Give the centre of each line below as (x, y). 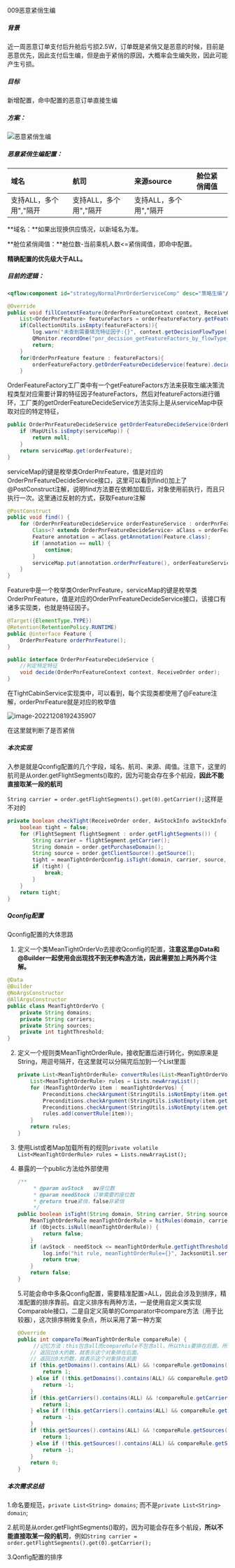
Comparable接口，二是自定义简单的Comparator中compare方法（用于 (117, 1311)
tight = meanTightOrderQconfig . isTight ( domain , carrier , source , (130, 860)
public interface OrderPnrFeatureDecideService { (81, 659)
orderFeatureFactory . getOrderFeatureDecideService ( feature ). (123, 365)
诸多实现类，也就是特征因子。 (50, 607)
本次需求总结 (26, 1486)
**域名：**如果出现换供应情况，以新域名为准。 (75, 229)
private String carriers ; (58, 1019)
